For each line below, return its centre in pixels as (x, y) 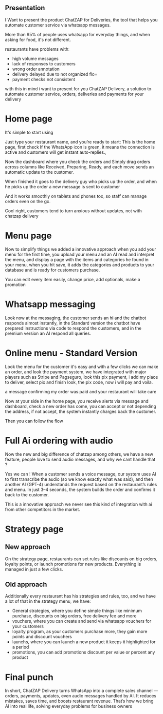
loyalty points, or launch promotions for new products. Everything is (73, 564)
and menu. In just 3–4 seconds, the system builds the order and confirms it (80, 490)
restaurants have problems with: (37, 49)
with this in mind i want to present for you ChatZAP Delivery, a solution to (78, 89)
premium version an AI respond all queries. (48, 333)
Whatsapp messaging (50, 304)
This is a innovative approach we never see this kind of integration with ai (79, 504)
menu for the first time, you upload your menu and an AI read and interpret (80, 254)
